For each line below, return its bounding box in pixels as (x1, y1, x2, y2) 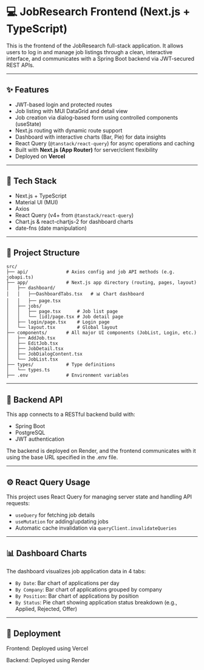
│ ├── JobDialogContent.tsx (6, 351, 83, 357)
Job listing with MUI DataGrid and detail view (15, 107, 128, 114)
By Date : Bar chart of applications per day (15, 579, 120, 587)
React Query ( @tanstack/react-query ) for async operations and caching (15, 139, 195, 147)
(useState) (15, 120, 41, 128)
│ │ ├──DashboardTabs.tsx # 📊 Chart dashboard (6, 291, 144, 297)
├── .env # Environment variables (6, 372, 129, 379)
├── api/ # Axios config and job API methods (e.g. (6, 269, 175, 275)
